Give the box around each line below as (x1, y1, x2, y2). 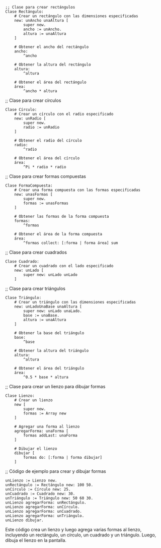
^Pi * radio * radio (23, 164, 66, 169)
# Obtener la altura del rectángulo (14, 62, 92, 67)
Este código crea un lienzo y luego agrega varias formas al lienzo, (5, 527, 142, 532)
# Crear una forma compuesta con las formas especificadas (14, 188, 141, 193)
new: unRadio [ (14, 116, 46, 121)
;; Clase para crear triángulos (5, 285, 65, 291)
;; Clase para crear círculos (5, 97, 61, 103)
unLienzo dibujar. (5, 518, 44, 523)
